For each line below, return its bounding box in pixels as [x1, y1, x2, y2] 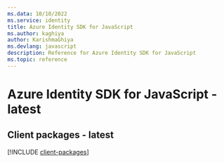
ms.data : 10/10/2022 [7, 10, 68, 18]
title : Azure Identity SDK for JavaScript [7, 23, 133, 30]
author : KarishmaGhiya [7, 37, 74, 44]
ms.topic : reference [7, 56, 68, 63]
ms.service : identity [7, 17, 71, 24]
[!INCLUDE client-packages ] [7, 148, 89, 156]
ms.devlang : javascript [7, 43, 77, 50]
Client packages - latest [7, 129, 114, 141]
